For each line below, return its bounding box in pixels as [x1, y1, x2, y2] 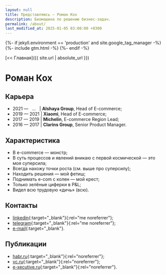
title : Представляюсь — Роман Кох [5, 12, 78, 17]
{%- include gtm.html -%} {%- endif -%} [5, 45, 89, 51]
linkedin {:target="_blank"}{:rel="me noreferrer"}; [12, 214, 114, 221]
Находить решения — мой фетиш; [12, 171, 86, 177]
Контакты [5, 201, 38, 210]
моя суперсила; [12, 160, 47, 166]
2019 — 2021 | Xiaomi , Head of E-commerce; [12, 111, 107, 117]
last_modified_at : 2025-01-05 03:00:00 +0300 [5, 26, 102, 31]
